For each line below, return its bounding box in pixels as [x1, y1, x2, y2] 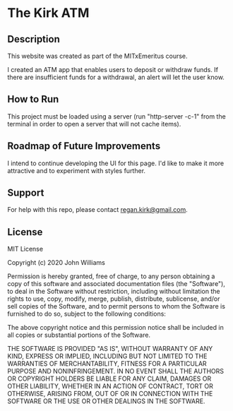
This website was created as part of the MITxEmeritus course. [7, 52, 189, 60]
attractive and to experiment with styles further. [7, 166, 146, 174]
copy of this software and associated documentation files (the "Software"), [7, 280, 226, 288]
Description [7, 33, 60, 45]
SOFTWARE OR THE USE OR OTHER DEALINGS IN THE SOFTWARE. [7, 397, 205, 405]
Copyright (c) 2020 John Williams [7, 258, 106, 267]
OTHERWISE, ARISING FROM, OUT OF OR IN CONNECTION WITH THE [7, 390, 213, 398]
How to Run [7, 93, 59, 105]
